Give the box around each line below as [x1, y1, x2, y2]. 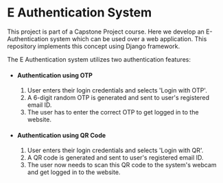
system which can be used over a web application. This [49, 34, 207, 42]
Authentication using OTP [16, 71, 93, 80]
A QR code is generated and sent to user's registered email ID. [27, 154, 204, 162]
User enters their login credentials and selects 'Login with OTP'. [27, 86, 207, 95]
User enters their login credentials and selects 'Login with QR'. [27, 146, 204, 155]
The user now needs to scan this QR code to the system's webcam [27, 161, 217, 169]
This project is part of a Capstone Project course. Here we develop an [7, 27, 204, 36]
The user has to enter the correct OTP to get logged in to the [27, 108, 199, 117]
